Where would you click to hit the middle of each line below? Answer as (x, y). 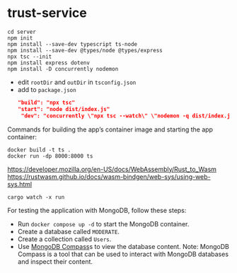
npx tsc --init (30, 57)
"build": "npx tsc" (46, 103)
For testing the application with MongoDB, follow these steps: (97, 210)
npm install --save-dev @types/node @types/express (85, 50)
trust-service (47, 13)
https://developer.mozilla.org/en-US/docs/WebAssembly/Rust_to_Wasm (112, 169)
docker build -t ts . (39, 150)
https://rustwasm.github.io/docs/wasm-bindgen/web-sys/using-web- (109, 176)
